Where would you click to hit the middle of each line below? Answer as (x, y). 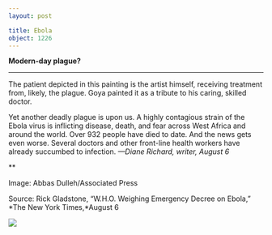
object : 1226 (30, 38)
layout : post (30, 16)
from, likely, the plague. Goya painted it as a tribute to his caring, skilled (127, 93)
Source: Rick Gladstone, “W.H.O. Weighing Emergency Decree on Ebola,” (130, 199)
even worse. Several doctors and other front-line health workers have (124, 143)
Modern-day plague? (45, 61)
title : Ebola (30, 30)
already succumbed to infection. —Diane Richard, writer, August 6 (119, 152)
